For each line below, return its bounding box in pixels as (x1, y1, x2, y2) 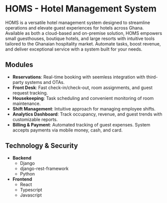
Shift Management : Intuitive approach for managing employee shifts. (12, 105, 156, 111)
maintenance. (12, 100, 41, 106)
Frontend (12, 176, 33, 182)
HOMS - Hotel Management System (5, 3, 157, 14)
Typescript (20, 186, 43, 192)
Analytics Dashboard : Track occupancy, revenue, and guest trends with (12, 111, 162, 117)
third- (146, 73, 158, 80)
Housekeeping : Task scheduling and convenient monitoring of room (12, 95, 154, 101)
